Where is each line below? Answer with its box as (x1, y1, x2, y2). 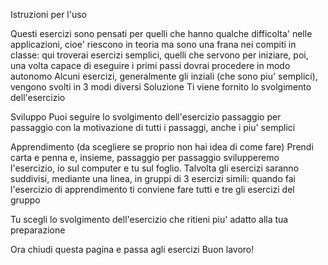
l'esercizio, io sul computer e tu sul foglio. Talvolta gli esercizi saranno (10, 162, 300, 174)
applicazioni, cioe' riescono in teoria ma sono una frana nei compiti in (10, 39, 297, 50)
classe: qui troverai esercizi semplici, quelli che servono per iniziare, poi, (10, 49, 309, 61)
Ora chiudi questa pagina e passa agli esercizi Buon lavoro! (10, 244, 255, 255)
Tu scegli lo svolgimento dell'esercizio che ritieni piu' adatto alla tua (10, 214, 289, 225)
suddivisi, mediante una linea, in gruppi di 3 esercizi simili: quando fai (10, 173, 296, 184)
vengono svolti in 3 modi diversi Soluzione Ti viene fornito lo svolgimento (10, 81, 312, 93)
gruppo (10, 194, 41, 206)
